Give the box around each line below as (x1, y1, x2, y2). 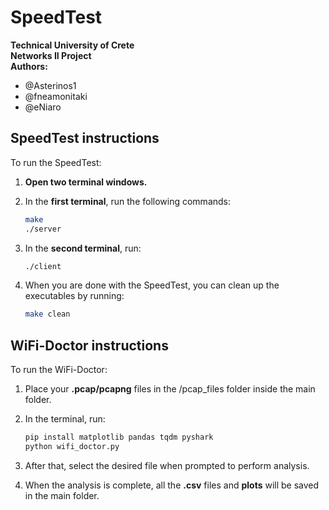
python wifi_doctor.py (24, 441, 120, 451)
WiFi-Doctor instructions (10, 337, 169, 354)
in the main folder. (24, 489, 100, 501)
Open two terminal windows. (24, 176, 148, 188)
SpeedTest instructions (10, 130, 160, 147)
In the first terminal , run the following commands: (24, 195, 232, 207)
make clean (24, 309, 71, 320)
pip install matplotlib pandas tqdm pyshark (24, 432, 214, 443)
